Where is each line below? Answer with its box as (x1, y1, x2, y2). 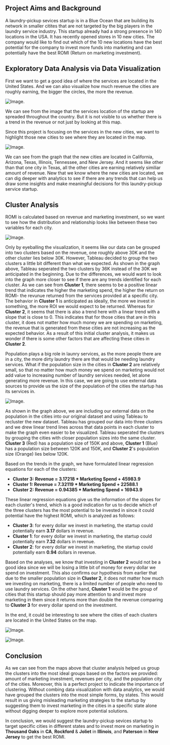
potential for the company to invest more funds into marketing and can (5, 44, 153, 50)
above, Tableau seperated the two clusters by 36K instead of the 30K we (5, 266, 158, 272)
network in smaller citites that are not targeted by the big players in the (5, 23, 153, 29)
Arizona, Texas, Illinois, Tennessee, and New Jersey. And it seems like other (5, 159, 163, 165)
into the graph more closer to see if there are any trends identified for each (5, 277, 161, 283)
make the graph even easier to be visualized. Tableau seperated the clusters (5, 429, 164, 435)
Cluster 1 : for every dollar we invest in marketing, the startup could (12, 533, 152, 539)
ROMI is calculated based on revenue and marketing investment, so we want (5, 214, 165, 220)
